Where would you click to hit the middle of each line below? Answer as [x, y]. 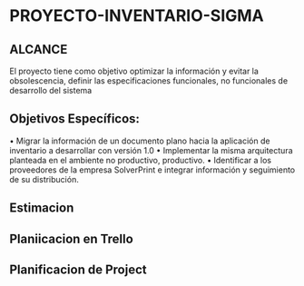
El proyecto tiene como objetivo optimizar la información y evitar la [134, 71]
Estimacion [42, 208]
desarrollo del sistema [51, 90]
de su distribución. [44, 179]
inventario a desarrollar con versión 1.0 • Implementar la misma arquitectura [151, 150]
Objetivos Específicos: [75, 119]
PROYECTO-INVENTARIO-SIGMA [137, 16]
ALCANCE [39, 49]
